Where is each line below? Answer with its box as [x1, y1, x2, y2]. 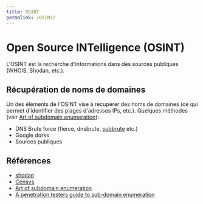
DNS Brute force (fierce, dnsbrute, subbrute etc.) [15, 125, 138, 133]
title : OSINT [6, 8, 40, 15]
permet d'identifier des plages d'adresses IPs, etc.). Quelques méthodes [6, 107, 188, 114]
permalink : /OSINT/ [6, 15, 56, 21]
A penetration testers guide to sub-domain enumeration [15, 191, 155, 199]
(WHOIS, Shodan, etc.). [6, 67, 65, 74]
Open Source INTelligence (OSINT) [6, 41, 185, 54]
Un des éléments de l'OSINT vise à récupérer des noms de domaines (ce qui [6, 100, 198, 108]
